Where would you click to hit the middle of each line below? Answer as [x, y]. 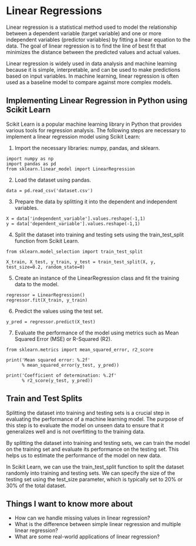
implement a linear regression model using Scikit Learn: [73, 136]
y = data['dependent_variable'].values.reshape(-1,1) [73, 224]
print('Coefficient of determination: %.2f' [61, 375]
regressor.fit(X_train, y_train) [47, 300]
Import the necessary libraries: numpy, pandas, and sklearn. [87, 148]
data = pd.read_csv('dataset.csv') [50, 190]
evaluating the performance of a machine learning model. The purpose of [95, 419]
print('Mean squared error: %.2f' [48, 360]
